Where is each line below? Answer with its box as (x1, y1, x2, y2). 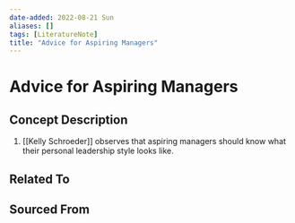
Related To (9, 171, 70, 186)
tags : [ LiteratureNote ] (9, 30, 99, 39)
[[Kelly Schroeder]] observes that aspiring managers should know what (22, 136, 287, 147)
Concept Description (9, 112, 128, 127)
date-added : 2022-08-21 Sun (9, 13, 115, 22)
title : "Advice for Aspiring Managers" (9, 38, 159, 47)
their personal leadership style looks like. (22, 145, 174, 157)
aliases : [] (9, 21, 54, 30)
